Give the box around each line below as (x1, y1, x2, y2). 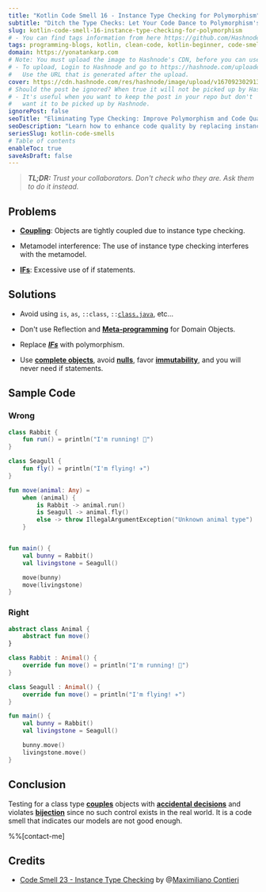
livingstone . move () (22, 748, 87, 756)
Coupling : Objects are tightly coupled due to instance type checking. (19, 226, 245, 235)
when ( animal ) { (22, 493, 77, 502)
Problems (8, 205, 57, 218)
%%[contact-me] (8, 831, 65, 840)
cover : (8, 78, 30, 86)
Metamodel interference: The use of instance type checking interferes (19, 241, 249, 251)
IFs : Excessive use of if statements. (19, 265, 136, 274)
